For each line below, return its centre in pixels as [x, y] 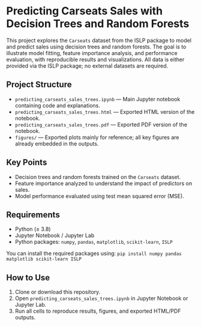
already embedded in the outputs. [57, 143]
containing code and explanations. [58, 105]
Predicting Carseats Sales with [85, 11]
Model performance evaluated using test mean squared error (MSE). [99, 196]
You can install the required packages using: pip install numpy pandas [94, 253]
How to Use [28, 278]
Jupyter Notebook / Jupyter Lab [55, 235]
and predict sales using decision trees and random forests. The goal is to [96, 47]
